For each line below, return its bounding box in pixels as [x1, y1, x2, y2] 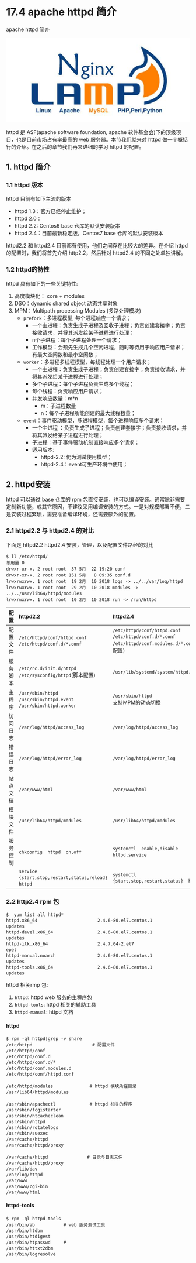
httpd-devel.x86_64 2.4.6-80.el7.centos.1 [6, 929, 153, 935]
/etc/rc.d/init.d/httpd [19, 665, 77, 672]
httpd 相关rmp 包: [6, 981, 48, 989]
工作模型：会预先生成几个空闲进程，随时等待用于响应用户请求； [32, 344, 185, 351]
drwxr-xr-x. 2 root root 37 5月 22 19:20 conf [6, 566, 125, 572]
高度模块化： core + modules [14, 292, 85, 299]
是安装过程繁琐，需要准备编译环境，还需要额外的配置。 [6, 510, 139, 518]
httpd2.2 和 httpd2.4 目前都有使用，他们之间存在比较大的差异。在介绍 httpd [6, 242, 188, 249]
